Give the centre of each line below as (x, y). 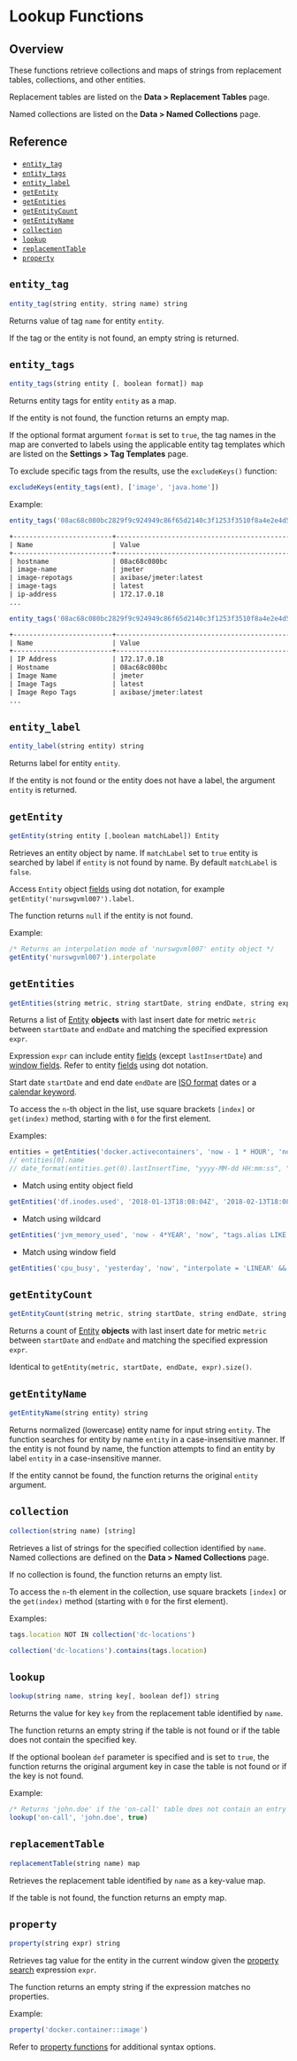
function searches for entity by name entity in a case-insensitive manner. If (147, 1439)
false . (20, 872)
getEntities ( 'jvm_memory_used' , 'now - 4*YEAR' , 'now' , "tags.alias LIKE (148, 1234)
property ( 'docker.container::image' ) (79, 2030)
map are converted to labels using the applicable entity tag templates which (147, 444)
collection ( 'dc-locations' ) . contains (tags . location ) (108, 1650)
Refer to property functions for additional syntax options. (113, 2047)
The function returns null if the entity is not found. (101, 915)
